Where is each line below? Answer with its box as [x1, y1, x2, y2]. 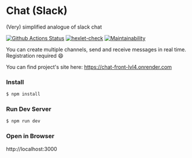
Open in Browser [6, 132, 54, 141]
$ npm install [6, 92, 41, 97]
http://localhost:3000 [6, 145, 57, 152]
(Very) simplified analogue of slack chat [6, 23, 102, 30]
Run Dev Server [6, 105, 52, 113]
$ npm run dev [6, 118, 41, 124]
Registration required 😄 [6, 52, 64, 59]
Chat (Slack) [6, 4, 68, 17]
